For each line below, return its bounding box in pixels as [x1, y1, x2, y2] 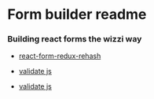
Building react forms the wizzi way [7, 34, 142, 45]
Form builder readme [7, 5, 147, 24]
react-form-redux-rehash [18, 51, 101, 60]
